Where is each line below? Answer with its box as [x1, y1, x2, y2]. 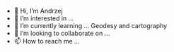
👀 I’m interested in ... [13, 14, 74, 22]
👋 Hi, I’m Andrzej [13, 7, 63, 15]
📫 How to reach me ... [13, 37, 80, 45]
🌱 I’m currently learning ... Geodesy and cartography [13, 22, 168, 30]
